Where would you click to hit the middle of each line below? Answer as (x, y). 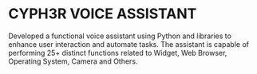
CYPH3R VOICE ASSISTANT (103, 14)
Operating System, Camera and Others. (73, 61)
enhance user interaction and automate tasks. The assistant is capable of (129, 44)
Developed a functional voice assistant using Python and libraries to (120, 36)
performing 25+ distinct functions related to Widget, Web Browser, (118, 53)
